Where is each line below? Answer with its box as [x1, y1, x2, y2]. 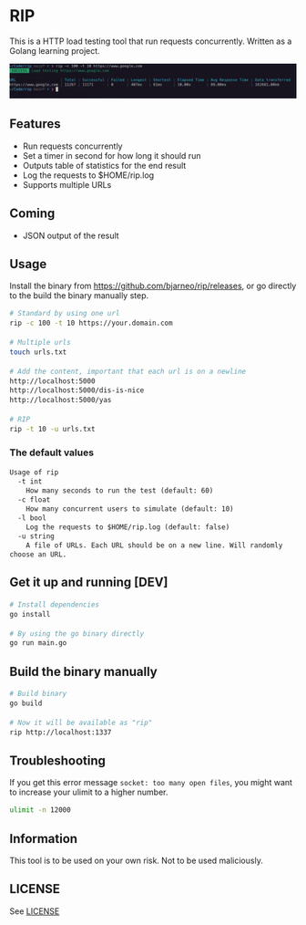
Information [9, 831, 78, 847]
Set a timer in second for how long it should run [22, 150, 201, 161]
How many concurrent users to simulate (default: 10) [25, 504, 234, 514]
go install [9, 609, 51, 618]
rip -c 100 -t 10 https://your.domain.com [9, 318, 173, 328]
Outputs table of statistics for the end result [22, 160, 187, 171]
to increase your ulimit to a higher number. [9, 786, 168, 798]
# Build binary [9, 690, 67, 699]
